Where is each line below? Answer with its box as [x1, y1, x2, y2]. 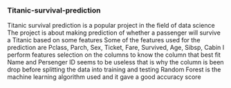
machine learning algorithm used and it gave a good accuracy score [7, 73, 202, 81]
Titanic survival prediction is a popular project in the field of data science [7, 21, 216, 30]
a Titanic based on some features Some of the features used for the [7, 36, 201, 44]
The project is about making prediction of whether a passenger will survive [7, 28, 221, 37]
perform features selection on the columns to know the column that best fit [7, 51, 221, 59]
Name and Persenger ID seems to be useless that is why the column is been [7, 58, 224, 67]
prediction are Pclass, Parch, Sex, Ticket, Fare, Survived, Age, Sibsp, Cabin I [7, 44, 225, 52]
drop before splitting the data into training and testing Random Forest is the [7, 65, 221, 74]
